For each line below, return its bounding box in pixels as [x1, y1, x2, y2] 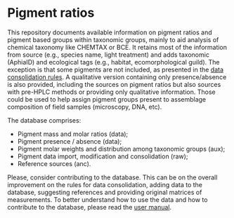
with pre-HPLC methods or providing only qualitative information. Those [7, 88, 216, 96]
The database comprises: [7, 116, 82, 124]
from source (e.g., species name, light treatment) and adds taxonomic [7, 50, 209, 59]
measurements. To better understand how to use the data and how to [7, 195, 208, 204]
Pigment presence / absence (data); [17, 137, 122, 145]
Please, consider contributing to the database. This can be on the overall [7, 173, 218, 182]
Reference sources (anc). [17, 159, 91, 168]
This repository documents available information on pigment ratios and [7, 28, 212, 36]
